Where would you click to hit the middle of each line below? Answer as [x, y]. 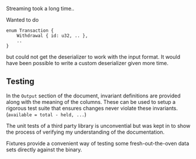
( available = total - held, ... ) [46, 114]
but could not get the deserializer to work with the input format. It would [93, 57]
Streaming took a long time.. [40, 9]
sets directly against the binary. [44, 150]
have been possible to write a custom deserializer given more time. [87, 63]
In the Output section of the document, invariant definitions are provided [93, 96]
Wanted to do [23, 20]
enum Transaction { [30, 31]
